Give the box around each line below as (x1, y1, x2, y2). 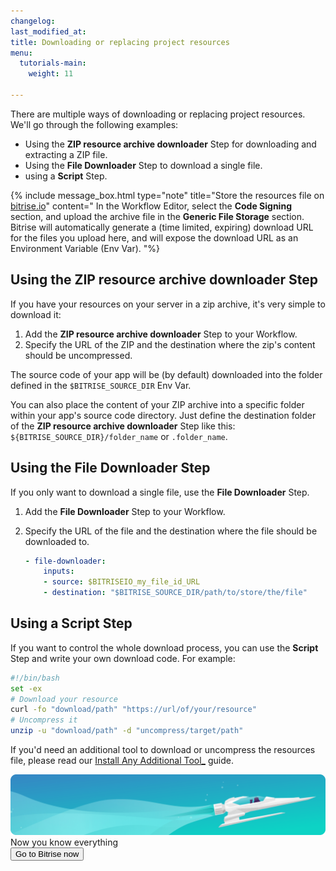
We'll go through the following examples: (10, 118, 179, 130)
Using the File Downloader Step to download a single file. (24, 159, 263, 171)
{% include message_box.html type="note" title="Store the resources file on (10, 189, 325, 201)
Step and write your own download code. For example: (10, 652, 236, 664)
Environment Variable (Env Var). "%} (10, 242, 160, 254)
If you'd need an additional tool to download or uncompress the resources (10, 744, 316, 756)
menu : (10, 48, 33, 58)
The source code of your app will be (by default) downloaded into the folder (10, 368, 323, 380)
